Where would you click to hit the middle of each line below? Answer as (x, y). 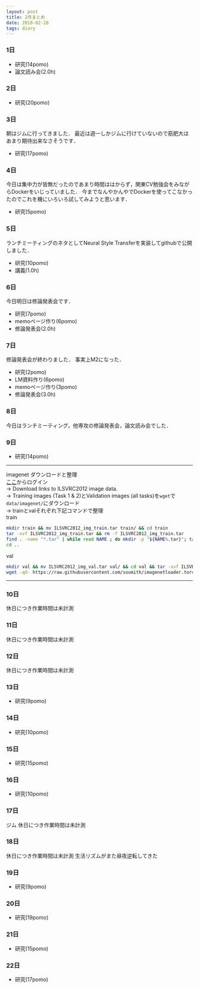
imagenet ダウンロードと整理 (42, 474)
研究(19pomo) (32, 918)
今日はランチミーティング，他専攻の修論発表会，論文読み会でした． (89, 425)
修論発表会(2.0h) (35, 329)
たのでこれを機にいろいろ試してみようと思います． (68, 199)
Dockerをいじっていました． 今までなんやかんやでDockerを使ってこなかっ (102, 192)
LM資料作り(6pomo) (39, 380)
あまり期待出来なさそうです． (42, 141)
